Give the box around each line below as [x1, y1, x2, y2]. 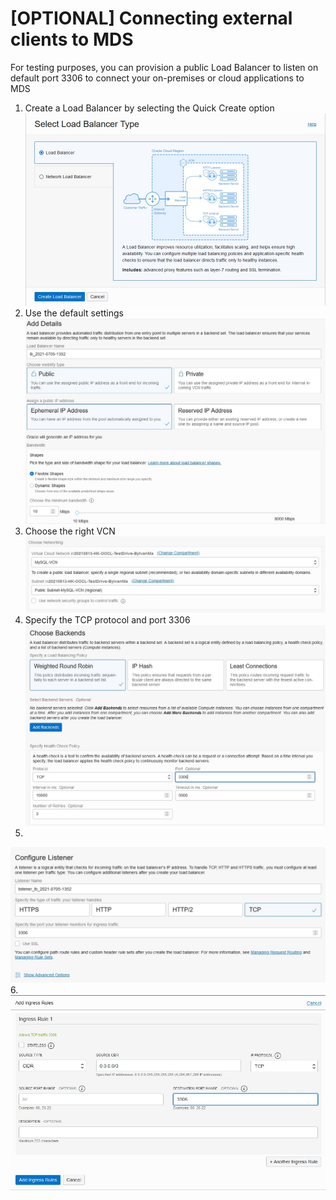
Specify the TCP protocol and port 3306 [24, 613, 191, 626]
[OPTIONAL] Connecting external [10, 7, 293, 30]
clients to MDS [10, 28, 134, 51]
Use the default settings [24, 307, 124, 319]
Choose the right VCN [24, 525, 116, 537]
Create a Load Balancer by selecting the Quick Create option [24, 102, 275, 114]
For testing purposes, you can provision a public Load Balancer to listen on [10, 61, 319, 73]
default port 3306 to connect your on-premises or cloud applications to [10, 72, 305, 84]
